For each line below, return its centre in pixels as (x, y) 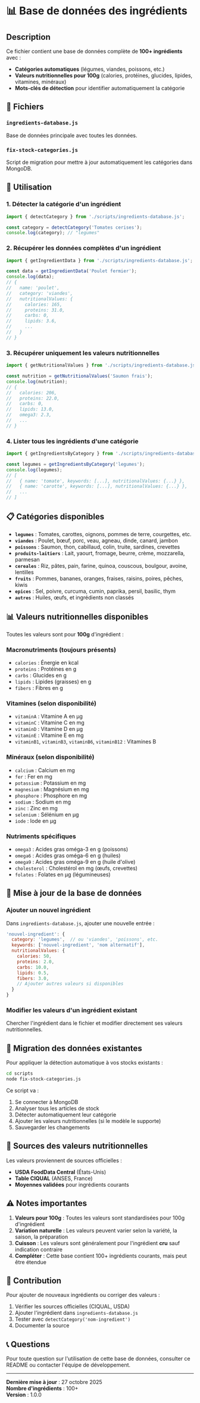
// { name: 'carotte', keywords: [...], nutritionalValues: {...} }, (97, 486)
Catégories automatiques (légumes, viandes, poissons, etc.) (90, 69)
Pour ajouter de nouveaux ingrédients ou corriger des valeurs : (83, 1295)
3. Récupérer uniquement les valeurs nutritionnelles (83, 353)
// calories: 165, (34, 304)
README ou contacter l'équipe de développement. (68, 1365)
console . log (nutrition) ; (37, 381)
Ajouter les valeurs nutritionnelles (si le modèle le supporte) (88, 1121)
